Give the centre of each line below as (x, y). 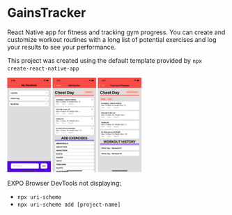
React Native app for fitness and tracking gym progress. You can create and (116, 32)
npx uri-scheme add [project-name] (69, 205)
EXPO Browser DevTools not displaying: (64, 184)
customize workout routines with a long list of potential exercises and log (112, 39)
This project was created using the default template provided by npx (105, 60)
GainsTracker (47, 13)
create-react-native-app (43, 68)
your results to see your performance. (62, 47)
